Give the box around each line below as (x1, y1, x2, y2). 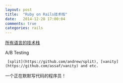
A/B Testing (5, 50, 29, 56)
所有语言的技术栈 (5, 40, 40, 46)
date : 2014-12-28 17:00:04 (5, 16, 65, 21)
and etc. (80, 64, 99, 69)
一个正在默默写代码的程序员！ (5, 73, 66, 79)
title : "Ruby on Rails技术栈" (5, 12, 68, 17)
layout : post (5, 7, 32, 12)
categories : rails (5, 26, 43, 31)
